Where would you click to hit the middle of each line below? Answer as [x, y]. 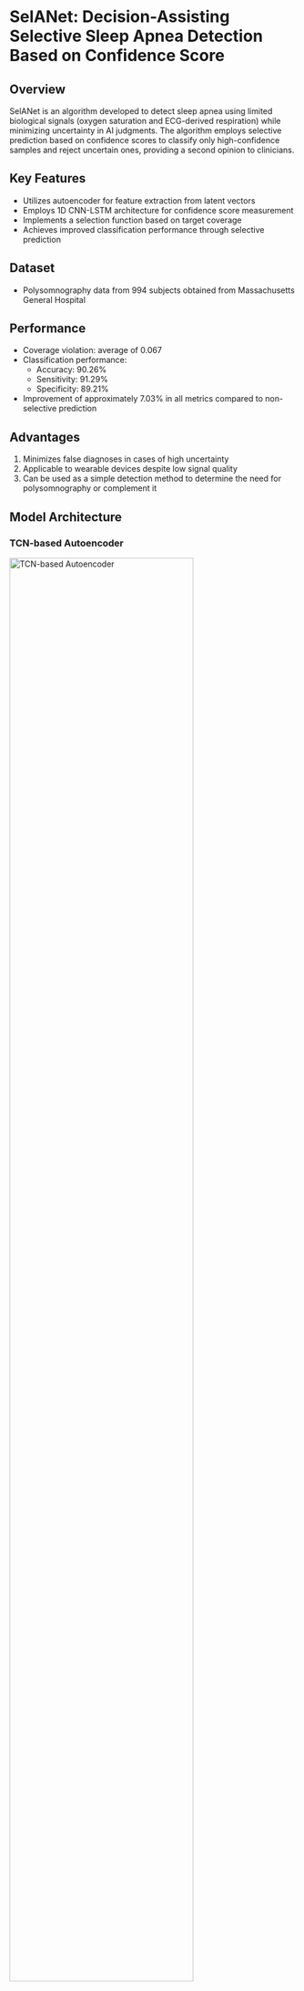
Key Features [48, 178]
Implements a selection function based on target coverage [132, 220]
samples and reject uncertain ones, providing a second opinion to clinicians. [152, 150]
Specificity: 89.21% [72, 389]
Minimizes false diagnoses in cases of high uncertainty [126, 459]
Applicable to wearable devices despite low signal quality [130, 469]
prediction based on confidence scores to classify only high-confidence [145, 140]
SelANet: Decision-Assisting [120, 17]
